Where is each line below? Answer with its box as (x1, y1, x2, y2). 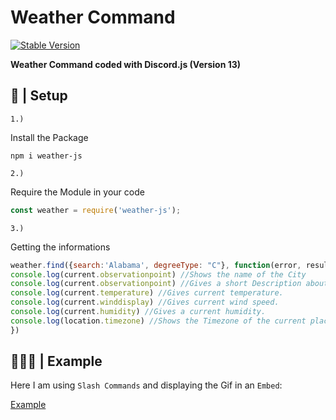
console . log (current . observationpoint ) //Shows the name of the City (10, 269, 307, 280)
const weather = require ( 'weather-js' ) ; (10, 205, 182, 215)
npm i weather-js (10, 151, 83, 161)
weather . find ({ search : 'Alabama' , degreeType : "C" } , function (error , (10, 260, 302, 270)
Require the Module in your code (10, 186, 145, 198)
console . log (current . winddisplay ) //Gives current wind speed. (10, 297, 280, 308)
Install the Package (10, 131, 89, 143)
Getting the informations (10, 241, 111, 253)
